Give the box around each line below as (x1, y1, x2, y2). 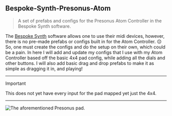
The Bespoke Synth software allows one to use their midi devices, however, (5, 33, 165, 39)
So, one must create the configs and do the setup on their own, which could (5, 43, 165, 50)
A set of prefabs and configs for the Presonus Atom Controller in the (17, 17, 162, 24)
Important (5, 80, 26, 86)
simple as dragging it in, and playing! (5, 65, 83, 72)
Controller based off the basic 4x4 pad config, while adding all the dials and (5, 55, 165, 61)
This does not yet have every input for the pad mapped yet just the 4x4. (5, 90, 157, 96)
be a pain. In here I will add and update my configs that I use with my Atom (5, 49, 163, 55)
